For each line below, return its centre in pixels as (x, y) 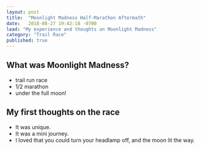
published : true (27, 40)
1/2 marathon (32, 86)
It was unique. (33, 127)
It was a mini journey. (42, 133)
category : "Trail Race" (37, 35)
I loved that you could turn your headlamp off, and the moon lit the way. (105, 140)
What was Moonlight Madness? (68, 65)
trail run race (31, 80)
